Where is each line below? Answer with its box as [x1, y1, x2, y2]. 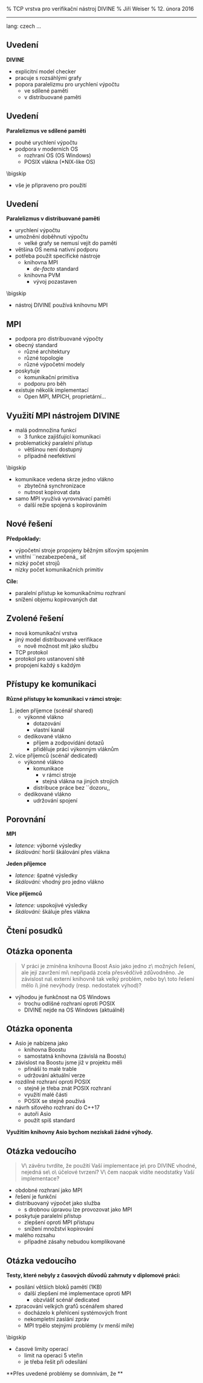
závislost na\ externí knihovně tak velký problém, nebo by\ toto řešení [21, 975, 195, 982]
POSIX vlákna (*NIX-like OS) [24, 158, 95, 165]
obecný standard [14, 342, 58, 349]
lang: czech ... [6, 22, 41, 30]
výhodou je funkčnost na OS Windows [14, 993, 111, 1000]
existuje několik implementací [14, 386, 89, 394]
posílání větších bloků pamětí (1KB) [14, 1283, 103, 1290]
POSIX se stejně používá [24, 1098, 86, 1105]
